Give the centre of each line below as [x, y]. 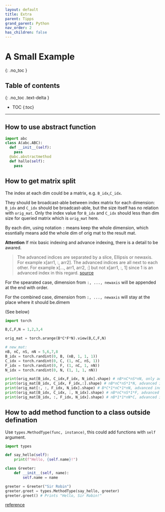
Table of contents [32, 86]
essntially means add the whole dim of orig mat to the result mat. [71, 233]
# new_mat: [16, 347]
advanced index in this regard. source [55, 272]
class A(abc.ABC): [24, 143]
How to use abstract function [51, 127]
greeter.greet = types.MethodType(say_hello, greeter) [62, 491]
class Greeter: [21, 469]
